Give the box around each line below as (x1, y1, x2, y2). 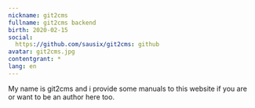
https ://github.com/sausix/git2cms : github (15, 41, 159, 49)
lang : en (8, 63, 37, 70)
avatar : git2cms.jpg (8, 48, 76, 56)
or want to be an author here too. (8, 92, 115, 102)
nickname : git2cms (8, 11, 68, 20)
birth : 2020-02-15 (8, 26, 68, 34)
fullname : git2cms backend (8, 19, 97, 27)
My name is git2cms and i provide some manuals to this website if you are (8, 84, 247, 93)
